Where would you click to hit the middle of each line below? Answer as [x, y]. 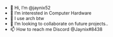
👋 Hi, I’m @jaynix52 [30, 8]
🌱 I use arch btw [27, 18]
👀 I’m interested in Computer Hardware [51, 13]
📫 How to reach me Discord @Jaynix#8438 [56, 29]
